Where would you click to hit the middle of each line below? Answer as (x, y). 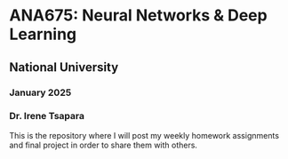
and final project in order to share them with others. (104, 145)
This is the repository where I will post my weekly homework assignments (144, 135)
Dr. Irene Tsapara (47, 116)
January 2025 (40, 92)
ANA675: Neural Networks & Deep (139, 16)
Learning (43, 34)
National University (64, 67)
